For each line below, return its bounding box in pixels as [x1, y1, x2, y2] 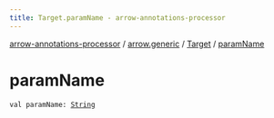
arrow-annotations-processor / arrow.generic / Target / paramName [9, 38, 265, 49]
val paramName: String [9, 100, 96, 109]
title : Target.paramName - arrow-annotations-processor [9, 13, 226, 23]
